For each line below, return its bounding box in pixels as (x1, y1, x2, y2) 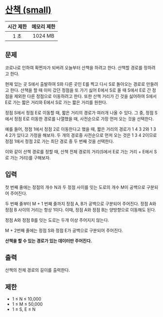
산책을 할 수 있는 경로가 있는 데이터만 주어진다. (5, 238, 92, 243)
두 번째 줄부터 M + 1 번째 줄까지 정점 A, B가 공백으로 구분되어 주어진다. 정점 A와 (5, 201, 157, 206)
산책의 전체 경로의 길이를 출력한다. (5, 267, 70, 273)
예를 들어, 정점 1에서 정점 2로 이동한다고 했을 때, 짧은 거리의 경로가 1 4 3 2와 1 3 (5, 126, 157, 132)
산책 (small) (5, 4, 52, 16)
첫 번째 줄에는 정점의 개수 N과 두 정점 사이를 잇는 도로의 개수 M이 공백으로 (5, 184, 145, 190)
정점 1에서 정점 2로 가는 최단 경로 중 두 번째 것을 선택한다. (5, 138, 114, 144)
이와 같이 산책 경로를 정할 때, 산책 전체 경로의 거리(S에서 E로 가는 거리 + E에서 (5, 149, 153, 154)
